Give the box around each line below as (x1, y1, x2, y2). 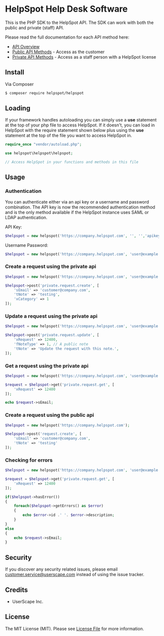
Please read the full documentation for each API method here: (5, 34, 129, 40)
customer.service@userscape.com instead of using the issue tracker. (5, 572, 144, 577)
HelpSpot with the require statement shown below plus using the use (5, 127, 144, 133)
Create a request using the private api (5, 263, 97, 270)
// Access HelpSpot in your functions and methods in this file (5, 160, 139, 164)
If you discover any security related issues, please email (5, 566, 118, 572)
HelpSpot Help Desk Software (5, 3, 128, 15)
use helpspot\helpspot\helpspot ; (5, 151, 73, 156)
